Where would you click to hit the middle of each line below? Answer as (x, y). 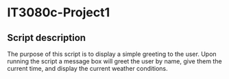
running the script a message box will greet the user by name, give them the (114, 61)
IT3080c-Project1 (59, 13)
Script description (47, 38)
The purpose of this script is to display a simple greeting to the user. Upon (112, 54)
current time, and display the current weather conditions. (87, 68)
